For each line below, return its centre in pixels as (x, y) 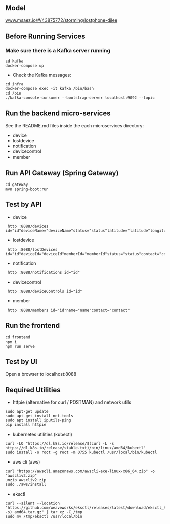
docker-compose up (25, 66)
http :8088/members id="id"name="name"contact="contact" (69, 310)
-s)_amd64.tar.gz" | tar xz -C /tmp (44, 512)
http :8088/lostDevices (32, 249)
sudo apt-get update (27, 412)
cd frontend (18, 337)
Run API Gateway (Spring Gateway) (62, 173)
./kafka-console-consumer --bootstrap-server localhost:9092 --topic (80, 98)
